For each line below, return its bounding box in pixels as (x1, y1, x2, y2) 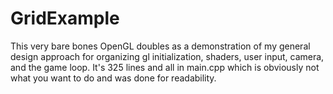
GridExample (10, 7, 120, 30)
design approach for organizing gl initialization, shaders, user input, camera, (10, 50, 325, 62)
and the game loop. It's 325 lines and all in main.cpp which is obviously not (10, 61, 320, 73)
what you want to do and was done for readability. (10, 72, 217, 84)
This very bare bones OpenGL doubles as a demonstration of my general (10, 40, 311, 52)
